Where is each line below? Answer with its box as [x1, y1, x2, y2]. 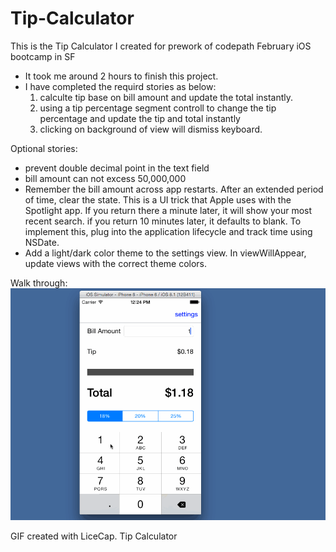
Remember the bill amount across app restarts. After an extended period [24, 183, 324, 195]
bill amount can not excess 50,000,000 [24, 172, 187, 184]
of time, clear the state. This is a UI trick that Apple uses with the [24, 193, 292, 206]
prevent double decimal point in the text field [24, 162, 210, 174]
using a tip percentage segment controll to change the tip [39, 102, 277, 114]
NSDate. [24, 236, 60, 248]
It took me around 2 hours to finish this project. [24, 70, 219, 82]
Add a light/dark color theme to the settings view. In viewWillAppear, [24, 247, 307, 259]
